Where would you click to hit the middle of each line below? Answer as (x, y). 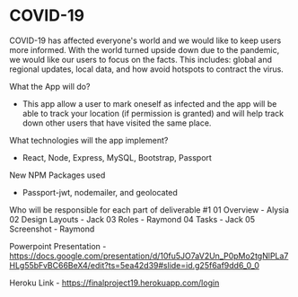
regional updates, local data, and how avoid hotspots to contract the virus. (147, 69)
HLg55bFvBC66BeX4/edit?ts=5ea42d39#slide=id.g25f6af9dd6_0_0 (135, 265)
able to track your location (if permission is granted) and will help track (153, 113)
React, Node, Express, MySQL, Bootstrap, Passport (117, 157)
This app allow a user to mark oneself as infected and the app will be (149, 103)
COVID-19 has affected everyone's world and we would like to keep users (145, 40)
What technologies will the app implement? (89, 140)
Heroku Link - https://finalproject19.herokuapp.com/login (114, 283)
